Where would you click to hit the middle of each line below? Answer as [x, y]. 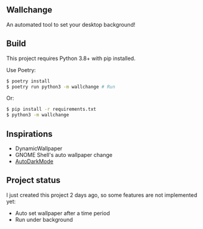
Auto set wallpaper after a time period [63, 213]
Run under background [44, 219]
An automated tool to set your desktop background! [71, 24]
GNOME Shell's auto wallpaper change [64, 154]
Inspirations [29, 134]
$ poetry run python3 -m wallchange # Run [61, 87]
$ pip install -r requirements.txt [51, 109]
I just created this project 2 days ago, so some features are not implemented [102, 195]
